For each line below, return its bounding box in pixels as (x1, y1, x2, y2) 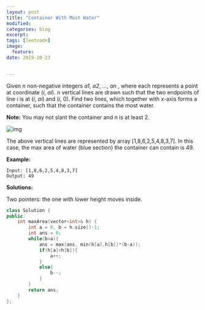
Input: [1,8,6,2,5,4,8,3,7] (6, 167, 78, 173)
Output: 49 (6, 173, 34, 179)
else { (39, 264, 53, 270)
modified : (6, 20, 32, 26)
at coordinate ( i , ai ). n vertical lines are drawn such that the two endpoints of (6, 88, 199, 96)
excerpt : (6, 32, 29, 38)
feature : (12, 49, 34, 55)
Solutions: (6, 183, 34, 191)
